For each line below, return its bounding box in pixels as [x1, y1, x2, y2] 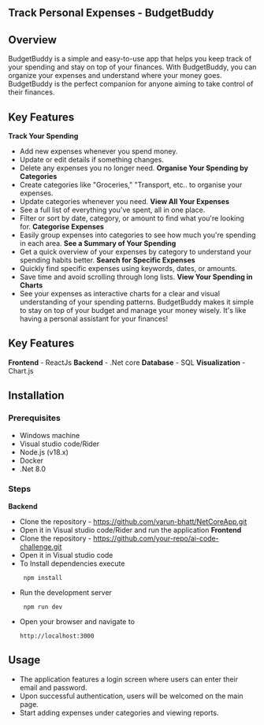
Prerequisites [8, 413, 61, 424]
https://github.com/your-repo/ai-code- [93, 534, 219, 543]
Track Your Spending [8, 132, 79, 141]
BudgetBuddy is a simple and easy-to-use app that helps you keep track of [8, 54, 252, 64]
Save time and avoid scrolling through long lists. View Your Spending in [19, 272, 254, 282]
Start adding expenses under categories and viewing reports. [19, 708, 219, 717]
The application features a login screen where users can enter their [19, 674, 239, 684]
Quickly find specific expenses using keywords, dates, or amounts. [19, 264, 238, 273]
